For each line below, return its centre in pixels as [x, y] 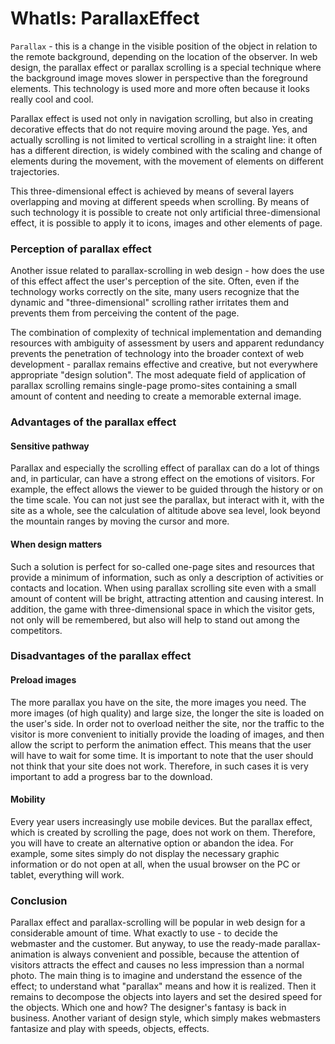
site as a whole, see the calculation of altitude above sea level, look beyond [165, 511]
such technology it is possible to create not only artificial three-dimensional [165, 212]
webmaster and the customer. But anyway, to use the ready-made [146, 944]
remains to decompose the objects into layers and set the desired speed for [166, 997]
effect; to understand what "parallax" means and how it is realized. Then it [163, 986]
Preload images [43, 680]
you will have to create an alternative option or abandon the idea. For [152, 843]
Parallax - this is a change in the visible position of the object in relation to [164, 46]
